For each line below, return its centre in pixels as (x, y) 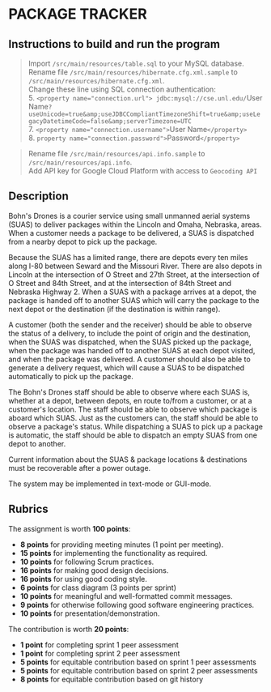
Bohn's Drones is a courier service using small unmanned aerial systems (129, 216)
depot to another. (37, 443)
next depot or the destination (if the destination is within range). (114, 309)
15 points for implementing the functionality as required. (114, 553)
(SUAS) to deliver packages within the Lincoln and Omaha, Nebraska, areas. (135, 224)
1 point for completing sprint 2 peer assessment (100, 653)
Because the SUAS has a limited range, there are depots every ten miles (128, 257)
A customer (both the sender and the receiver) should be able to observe (130, 324)
